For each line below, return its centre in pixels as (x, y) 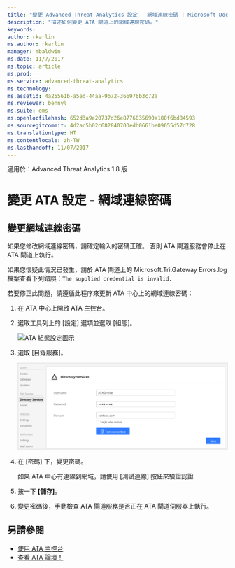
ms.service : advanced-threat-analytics (65, 81)
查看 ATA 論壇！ (40, 557)
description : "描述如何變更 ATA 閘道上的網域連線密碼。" (83, 22)
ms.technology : (29, 88)
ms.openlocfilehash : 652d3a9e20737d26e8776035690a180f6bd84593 (101, 118)
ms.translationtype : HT (42, 133)
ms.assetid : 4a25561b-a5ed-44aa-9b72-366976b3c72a (83, 96)
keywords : (22, 29)
